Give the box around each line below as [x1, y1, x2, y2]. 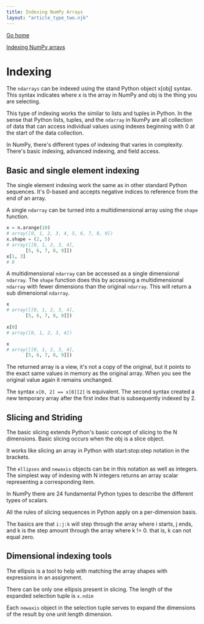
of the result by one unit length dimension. [6, 610, 113, 618]
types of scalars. [6, 497, 49, 504]
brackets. [6, 453, 31, 461]
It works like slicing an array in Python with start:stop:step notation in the [6, 447, 189, 455]
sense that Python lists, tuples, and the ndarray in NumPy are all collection [6, 116, 194, 124]
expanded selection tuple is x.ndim [6, 592, 93, 600]
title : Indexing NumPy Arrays [6, 9, 84, 15]
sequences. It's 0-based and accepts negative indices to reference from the [6, 188, 199, 196]
